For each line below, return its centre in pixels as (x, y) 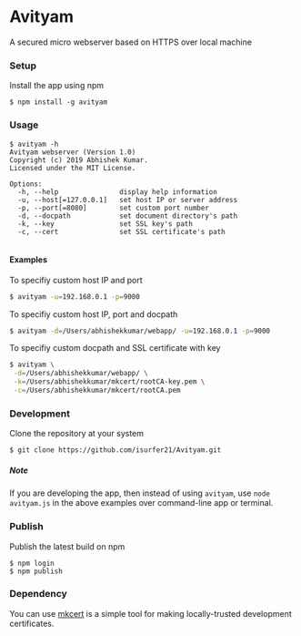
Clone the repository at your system (76, 434)
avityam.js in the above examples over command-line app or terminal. (141, 503)
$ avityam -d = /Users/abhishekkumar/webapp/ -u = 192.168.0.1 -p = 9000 (140, 331)
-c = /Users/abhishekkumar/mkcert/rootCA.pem (97, 390)
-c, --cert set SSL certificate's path (121, 231)
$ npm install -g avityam (58, 102)
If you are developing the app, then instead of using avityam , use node (140, 493)
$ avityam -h (34, 144)
